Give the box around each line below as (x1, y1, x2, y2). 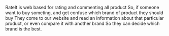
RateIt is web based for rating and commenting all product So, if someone (5, 5, 159, 10)
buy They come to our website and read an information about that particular (5, 15, 164, 21)
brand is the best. (5, 26, 42, 32)
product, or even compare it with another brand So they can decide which (5, 20, 160, 26)
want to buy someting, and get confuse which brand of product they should (5, 10, 163, 16)
